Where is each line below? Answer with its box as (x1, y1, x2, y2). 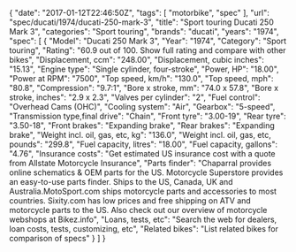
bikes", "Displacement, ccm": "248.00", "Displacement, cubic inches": (9, 55, 265, 65)
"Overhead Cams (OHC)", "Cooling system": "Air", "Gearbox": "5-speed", (9, 102, 276, 111)
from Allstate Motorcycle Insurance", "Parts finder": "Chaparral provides (9, 158, 272, 168)
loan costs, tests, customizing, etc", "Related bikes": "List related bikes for (9, 224, 279, 233)
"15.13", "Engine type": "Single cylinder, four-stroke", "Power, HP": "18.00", (9, 64, 280, 74)
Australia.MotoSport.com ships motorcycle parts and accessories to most (9, 186, 277, 196)
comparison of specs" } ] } (9, 233, 106, 243)
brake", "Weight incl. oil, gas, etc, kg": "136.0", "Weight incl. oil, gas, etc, (9, 130, 271, 140)
